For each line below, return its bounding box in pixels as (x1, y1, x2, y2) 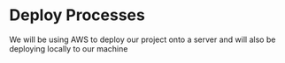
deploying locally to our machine (9, 43, 128, 53)
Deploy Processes (9, 5, 146, 25)
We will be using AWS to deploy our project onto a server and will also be (9, 34, 276, 45)
